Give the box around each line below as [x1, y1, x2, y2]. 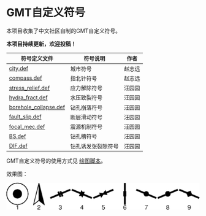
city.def [9, 65, 29, 72]
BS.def [9, 133, 26, 140]
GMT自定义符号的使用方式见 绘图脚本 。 [6, 157, 107, 164]
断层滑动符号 [70, 113, 103, 120]
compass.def [9, 74, 42, 82]
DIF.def [9, 142, 28, 150]
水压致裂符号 [70, 94, 103, 101]
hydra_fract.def [9, 93, 48, 101]
